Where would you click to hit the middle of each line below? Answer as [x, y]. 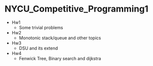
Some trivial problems [41, 27]
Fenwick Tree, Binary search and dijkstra [60, 58]
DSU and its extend [38, 48]
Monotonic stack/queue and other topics [60, 38]
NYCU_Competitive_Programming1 [76, 9]
